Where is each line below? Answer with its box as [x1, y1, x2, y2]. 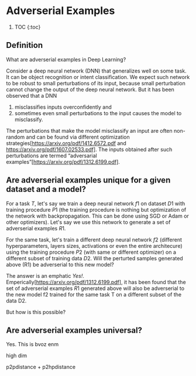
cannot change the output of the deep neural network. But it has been [6, 86, 174, 93]
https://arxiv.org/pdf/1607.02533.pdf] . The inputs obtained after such [6, 146, 173, 153]
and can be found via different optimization [26, 133, 130, 140]
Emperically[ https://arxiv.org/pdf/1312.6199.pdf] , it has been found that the [6, 278, 186, 285]
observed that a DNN [6, 92, 57, 99]
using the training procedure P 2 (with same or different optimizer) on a [6, 249, 177, 256]
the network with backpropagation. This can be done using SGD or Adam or [6, 212, 189, 219]
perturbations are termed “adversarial [6, 152, 98, 159]
